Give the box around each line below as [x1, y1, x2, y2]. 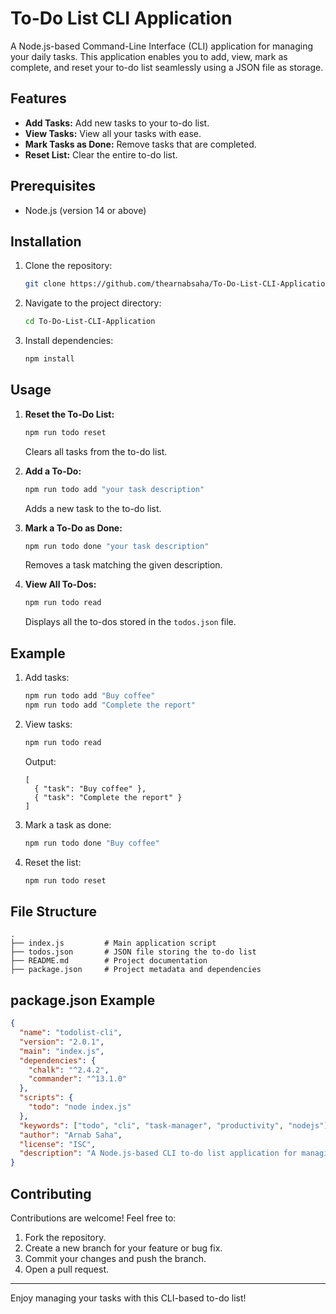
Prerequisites [10, 178, 96, 195]
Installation [10, 233, 82, 250]
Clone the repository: [24, 260, 113, 272]
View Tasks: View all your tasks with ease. [24, 127, 202, 139]
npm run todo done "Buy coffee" [24, 838, 160, 848]
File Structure [10, 903, 97, 920]
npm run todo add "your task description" [24, 484, 205, 494]
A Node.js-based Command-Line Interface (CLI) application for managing [10, 40, 314, 52]
